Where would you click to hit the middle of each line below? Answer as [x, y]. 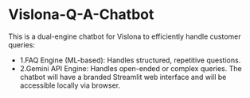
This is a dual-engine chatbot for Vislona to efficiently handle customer [125, 36]
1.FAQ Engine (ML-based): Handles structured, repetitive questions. [130, 60]
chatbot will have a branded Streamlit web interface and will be [123, 77]
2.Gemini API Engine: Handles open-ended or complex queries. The [131, 68]
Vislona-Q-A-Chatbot [81, 15]
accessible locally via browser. [70, 85]
